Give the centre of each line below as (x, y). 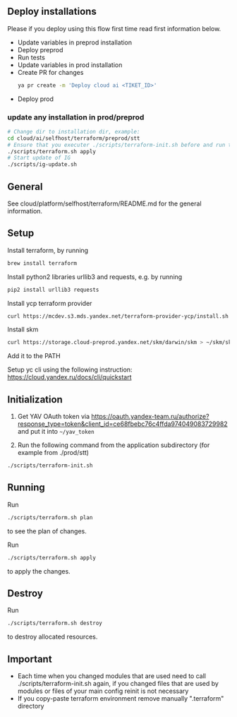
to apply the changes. (39, 571)
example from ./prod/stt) (53, 453)
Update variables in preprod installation (75, 42)
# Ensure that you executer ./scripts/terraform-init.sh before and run (116, 145)
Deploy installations (52, 12)
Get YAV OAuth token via (54, 417)
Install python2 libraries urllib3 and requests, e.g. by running (95, 277)
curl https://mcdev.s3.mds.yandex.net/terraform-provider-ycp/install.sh (118, 316)
